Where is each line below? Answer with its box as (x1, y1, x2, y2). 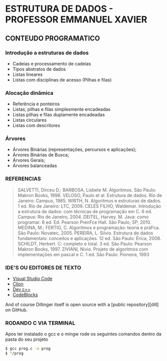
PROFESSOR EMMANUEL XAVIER (5, 14, 147, 25)
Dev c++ (12, 287, 31, 293)
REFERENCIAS (5, 175, 41, 182)
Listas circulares (12, 117, 47, 123)
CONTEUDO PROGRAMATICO (5, 34, 100, 43)
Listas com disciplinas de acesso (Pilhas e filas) (12, 76, 112, 83)
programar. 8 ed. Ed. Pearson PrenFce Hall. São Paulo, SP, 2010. (17, 219, 151, 225)
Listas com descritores (12, 123, 61, 129)
